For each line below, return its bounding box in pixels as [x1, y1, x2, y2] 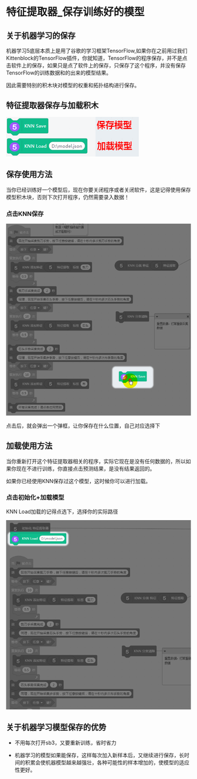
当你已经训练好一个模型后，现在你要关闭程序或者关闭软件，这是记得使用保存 [6, 186, 191, 193]
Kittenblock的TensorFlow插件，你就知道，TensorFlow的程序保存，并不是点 [6, 55, 188, 62]
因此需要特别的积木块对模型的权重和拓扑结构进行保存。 [6, 82, 140, 89]
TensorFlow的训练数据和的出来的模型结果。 [6, 69, 111, 76]
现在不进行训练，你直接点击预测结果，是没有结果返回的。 [16, 465, 155, 472]
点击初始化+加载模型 [6, 494, 64, 502]
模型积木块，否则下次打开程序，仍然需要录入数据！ [6, 193, 130, 200]
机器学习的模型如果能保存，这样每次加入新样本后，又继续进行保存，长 [14, 751, 185, 758]
